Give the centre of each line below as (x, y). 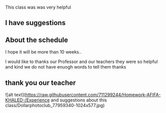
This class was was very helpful (38, 7)
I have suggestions (36, 23)
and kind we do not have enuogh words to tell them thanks (66, 67)
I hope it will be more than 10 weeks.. (43, 52)
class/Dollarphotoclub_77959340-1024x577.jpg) (55, 105)
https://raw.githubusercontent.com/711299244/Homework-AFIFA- (93, 95)
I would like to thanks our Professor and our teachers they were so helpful (81, 61)
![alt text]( (16, 95)
